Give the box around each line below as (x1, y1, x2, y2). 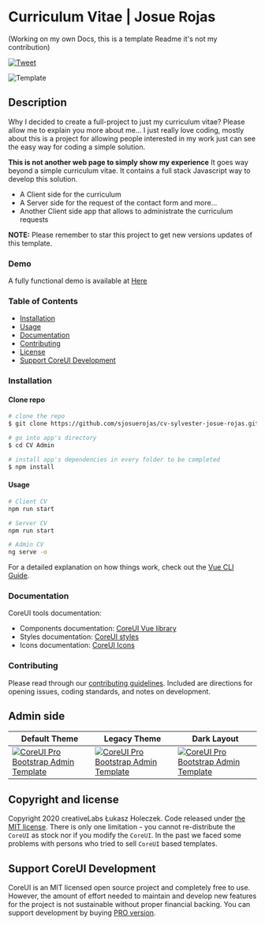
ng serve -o (8, 548, 47, 556)
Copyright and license (8, 792, 120, 806)
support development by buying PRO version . (8, 908, 156, 918)
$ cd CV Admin (8, 442, 55, 449)
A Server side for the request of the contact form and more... (19, 197, 218, 207)
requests (19, 214, 49, 224)
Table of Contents (8, 295, 79, 306)
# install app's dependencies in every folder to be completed (8, 455, 221, 464)
